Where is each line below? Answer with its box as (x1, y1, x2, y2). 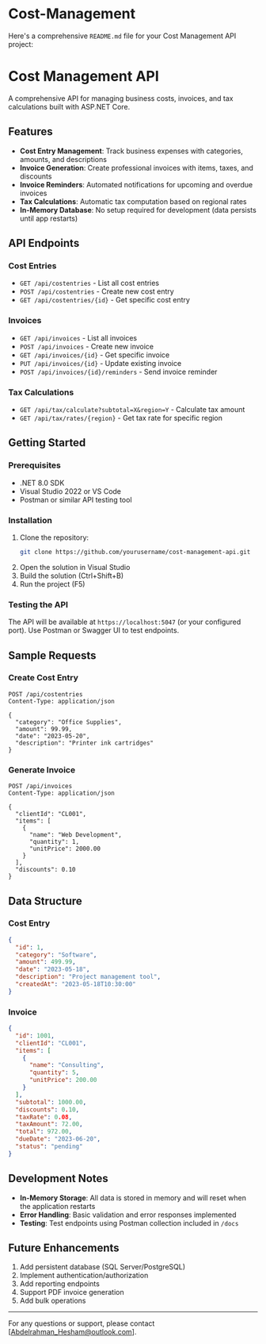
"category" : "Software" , (15, 950, 97, 959)
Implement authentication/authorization (19, 1271, 149, 1280)
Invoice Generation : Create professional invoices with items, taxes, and (19, 163, 253, 172)
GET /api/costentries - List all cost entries (19, 279, 160, 288)
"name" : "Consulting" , (28, 1061, 104, 1069)
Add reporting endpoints (19, 1279, 101, 1288)
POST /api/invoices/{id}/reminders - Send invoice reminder (19, 367, 218, 376)
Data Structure (8, 894, 83, 907)
